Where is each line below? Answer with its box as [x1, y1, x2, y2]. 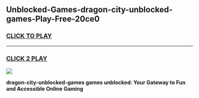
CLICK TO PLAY [6, 32, 52, 40]
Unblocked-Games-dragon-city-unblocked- [6, 5, 173, 15]
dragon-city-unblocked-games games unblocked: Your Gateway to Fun [6, 78, 186, 86]
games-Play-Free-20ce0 [6, 14, 100, 24]
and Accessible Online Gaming [6, 85, 84, 92]
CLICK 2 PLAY [6, 54, 47, 62]
